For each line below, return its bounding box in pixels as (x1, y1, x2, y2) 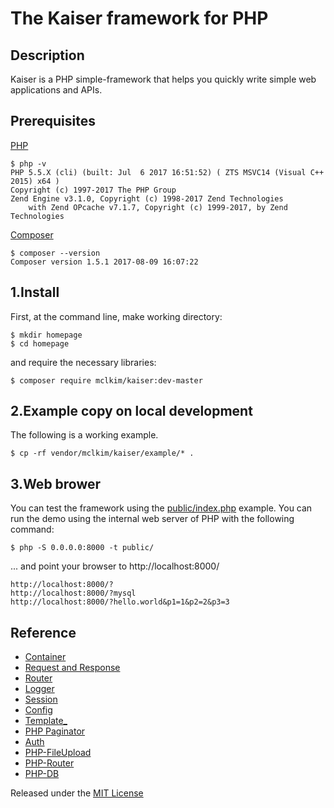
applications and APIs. (10, 84, 103, 96)
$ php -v (10, 158, 47, 169)
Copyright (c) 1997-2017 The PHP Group (10, 185, 177, 195)
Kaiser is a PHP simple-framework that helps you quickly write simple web (10, 73, 317, 85)
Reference (10, 624, 77, 641)
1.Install (10, 284, 60, 301)
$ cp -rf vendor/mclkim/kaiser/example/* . (10, 448, 195, 459)
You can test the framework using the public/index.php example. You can (10, 502, 313, 514)
